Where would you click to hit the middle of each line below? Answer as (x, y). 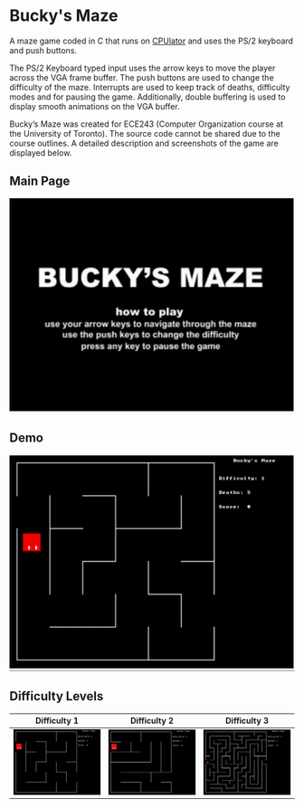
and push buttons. (43, 50)
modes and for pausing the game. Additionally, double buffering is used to (147, 97)
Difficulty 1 (57, 721)
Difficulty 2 (152, 721)
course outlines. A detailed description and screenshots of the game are (144, 143)
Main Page (40, 181)
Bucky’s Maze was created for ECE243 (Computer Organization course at (146, 124)
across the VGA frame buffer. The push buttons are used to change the (142, 77)
